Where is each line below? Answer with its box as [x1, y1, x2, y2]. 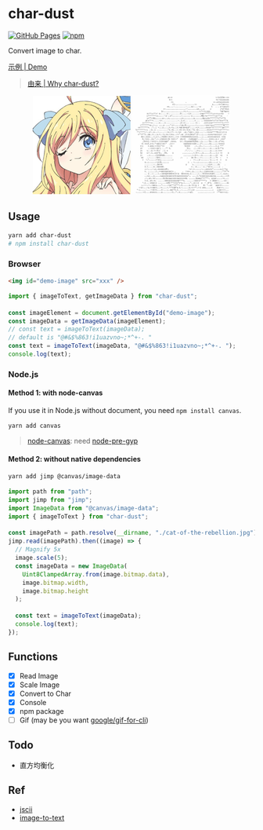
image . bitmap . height [22, 587, 89, 595]
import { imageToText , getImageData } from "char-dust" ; [8, 292, 198, 300]
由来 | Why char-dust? [27, 79, 99, 88]
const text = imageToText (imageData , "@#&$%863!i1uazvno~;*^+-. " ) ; [8, 342, 236, 350]
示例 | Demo [8, 62, 48, 71]
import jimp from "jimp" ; [8, 495, 92, 503]
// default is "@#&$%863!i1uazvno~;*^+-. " [8, 334, 153, 342]
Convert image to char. [8, 46, 82, 55]
